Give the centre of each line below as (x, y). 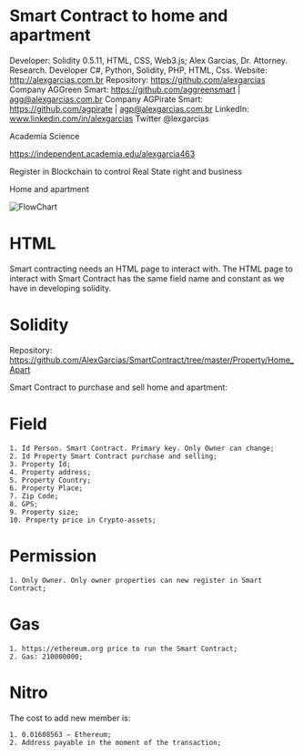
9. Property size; (44, 512)
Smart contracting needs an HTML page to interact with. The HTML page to (151, 269)
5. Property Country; (50, 480)
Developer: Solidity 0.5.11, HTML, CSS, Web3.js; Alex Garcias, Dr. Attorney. (149, 60)
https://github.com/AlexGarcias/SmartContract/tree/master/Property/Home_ (151, 360)
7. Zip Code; (34, 496)
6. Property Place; (46, 488)
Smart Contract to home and (119, 16)
